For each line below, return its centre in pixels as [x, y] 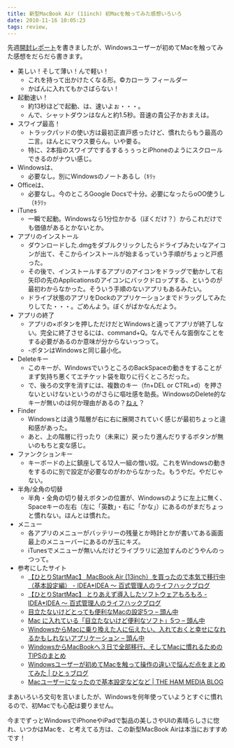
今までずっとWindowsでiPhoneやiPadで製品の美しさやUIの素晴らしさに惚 [114, 721]
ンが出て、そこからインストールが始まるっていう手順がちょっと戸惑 [125, 254]
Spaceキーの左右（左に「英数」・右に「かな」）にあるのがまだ [117, 507]
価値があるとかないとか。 [71, 228]
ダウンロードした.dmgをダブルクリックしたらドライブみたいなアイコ [127, 245]
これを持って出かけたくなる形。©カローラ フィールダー [108, 80]
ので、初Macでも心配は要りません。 [65, 706]
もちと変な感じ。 [65, 445]
